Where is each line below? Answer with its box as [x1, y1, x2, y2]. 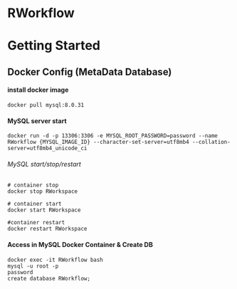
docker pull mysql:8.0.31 [7, 101, 84, 108]
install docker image [7, 85, 69, 94]
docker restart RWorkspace [7, 226, 88, 233]
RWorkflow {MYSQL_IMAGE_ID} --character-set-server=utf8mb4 [7, 139, 190, 146]
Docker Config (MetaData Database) [7, 65, 172, 78]
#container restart [7, 219, 65, 226]
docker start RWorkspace [7, 206, 81, 214]
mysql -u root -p [7, 262, 59, 270]
